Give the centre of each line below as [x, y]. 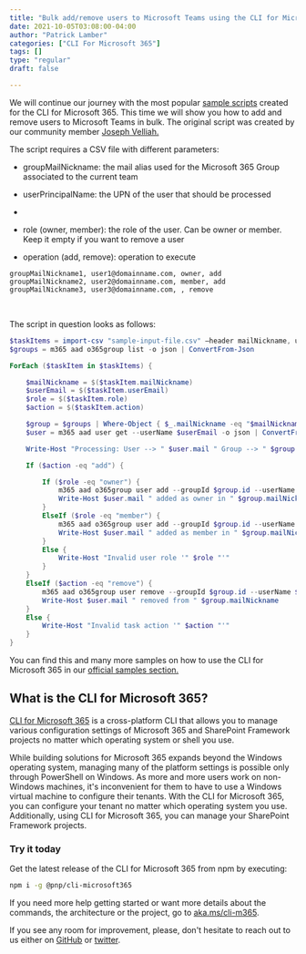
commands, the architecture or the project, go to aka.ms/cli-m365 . [134, 912]
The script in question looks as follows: [83, 323]
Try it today [36, 848]
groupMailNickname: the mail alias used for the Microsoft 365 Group [151, 167]
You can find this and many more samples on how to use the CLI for [137, 660]
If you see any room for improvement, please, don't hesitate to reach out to [150, 929]
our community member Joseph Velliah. [84, 131]
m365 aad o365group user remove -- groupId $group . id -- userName [167, 592]
